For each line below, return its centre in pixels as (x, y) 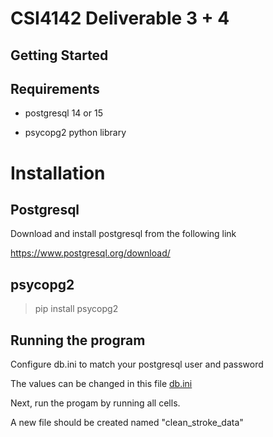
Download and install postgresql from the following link (123, 234)
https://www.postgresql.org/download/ (90, 253)
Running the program (78, 340)
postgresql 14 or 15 (63, 113)
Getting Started (59, 55)
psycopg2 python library (75, 133)
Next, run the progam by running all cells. (95, 403)
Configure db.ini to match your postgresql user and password (137, 364)
